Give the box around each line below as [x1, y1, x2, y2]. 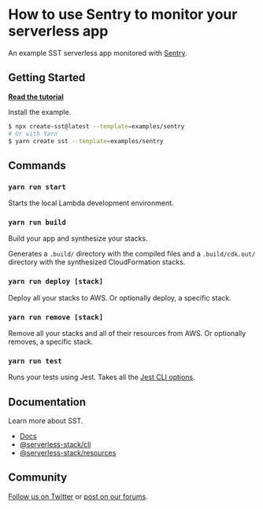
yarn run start [8, 183, 67, 191]
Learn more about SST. [8, 416, 83, 426]
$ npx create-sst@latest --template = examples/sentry [8, 122, 185, 131]
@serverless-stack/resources [19, 448, 117, 458]
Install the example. [8, 107, 72, 116]
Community [8, 470, 68, 485]
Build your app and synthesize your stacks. [8, 234, 148, 243]
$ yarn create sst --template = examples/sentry [8, 137, 164, 145]
